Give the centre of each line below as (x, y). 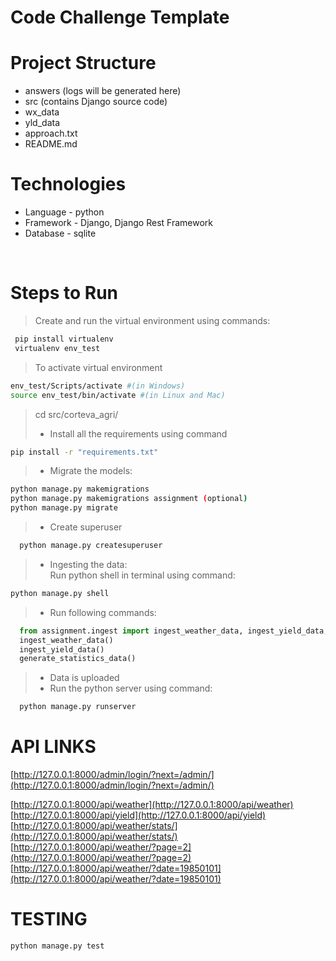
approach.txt (51, 133)
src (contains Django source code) (96, 102)
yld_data (42, 123)
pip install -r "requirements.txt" (84, 452)
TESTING (49, 919)
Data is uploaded (84, 678)
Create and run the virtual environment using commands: (152, 320)
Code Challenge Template (120, 17)
